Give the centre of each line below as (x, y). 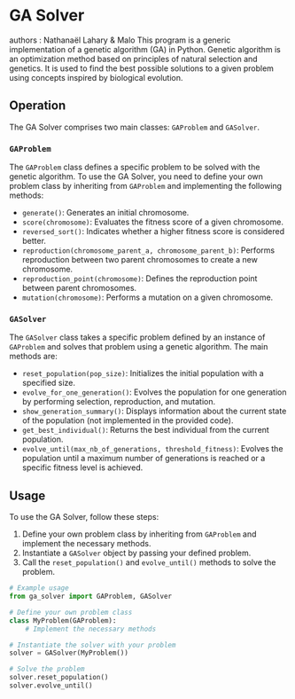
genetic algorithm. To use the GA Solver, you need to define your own (136, 177)
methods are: (33, 357)
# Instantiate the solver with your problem (93, 645)
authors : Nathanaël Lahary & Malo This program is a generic (120, 40)
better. (34, 241)
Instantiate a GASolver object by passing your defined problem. (136, 553)
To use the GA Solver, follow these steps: (84, 517)
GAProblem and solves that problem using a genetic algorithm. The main (139, 347)
